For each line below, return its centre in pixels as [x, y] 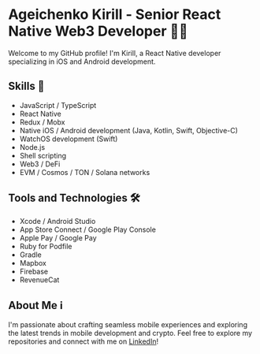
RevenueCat [39, 279]
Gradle [30, 255]
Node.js [32, 147]
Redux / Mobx [42, 122]
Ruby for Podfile [46, 246]
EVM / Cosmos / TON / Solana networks [85, 172]
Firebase [34, 271]
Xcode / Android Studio [58, 221]
